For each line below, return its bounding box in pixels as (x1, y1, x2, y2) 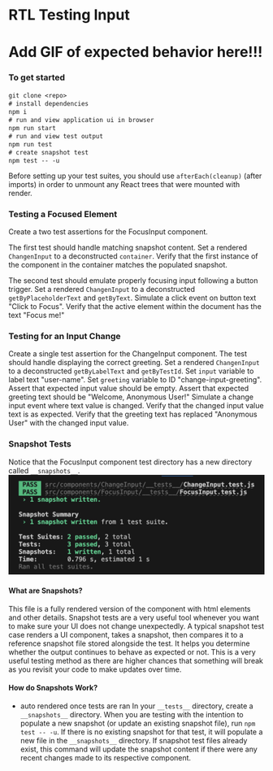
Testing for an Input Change (8, 330, 121, 342)
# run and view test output (8, 132, 104, 140)
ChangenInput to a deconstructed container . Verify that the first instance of (8, 250, 258, 261)
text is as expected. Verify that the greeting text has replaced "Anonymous (8, 409, 258, 420)
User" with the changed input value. (8, 418, 129, 428)
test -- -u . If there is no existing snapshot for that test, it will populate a (19, 726, 263, 737)
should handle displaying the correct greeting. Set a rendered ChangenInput (8, 358, 260, 368)
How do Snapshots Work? (8, 683, 98, 693)
